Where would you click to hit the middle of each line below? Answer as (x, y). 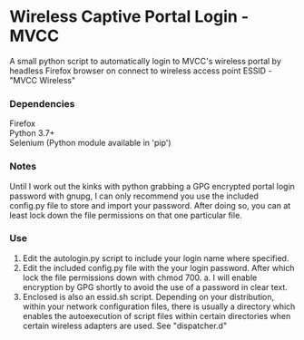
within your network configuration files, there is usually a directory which (159, 306)
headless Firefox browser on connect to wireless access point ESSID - (141, 71)
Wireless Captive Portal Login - (129, 17)
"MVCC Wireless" (42, 80)
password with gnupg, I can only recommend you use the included (134, 196)
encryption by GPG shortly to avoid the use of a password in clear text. (155, 287)
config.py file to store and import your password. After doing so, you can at (150, 205)
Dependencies (42, 103)
